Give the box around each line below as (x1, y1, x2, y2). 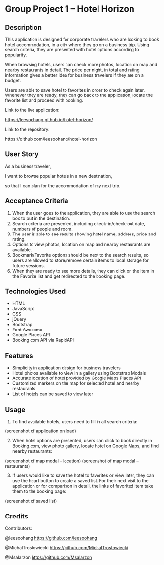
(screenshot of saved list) (5, 498, 57, 504)
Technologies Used (5, 287, 66, 296)
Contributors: (5, 525, 32, 531)
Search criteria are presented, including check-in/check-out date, (12, 220, 145, 226)
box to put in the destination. (12, 215, 70, 221)
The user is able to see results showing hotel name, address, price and (12, 231, 156, 237)
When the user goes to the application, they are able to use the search (12, 210, 155, 216)
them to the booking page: (12, 488, 66, 494)
